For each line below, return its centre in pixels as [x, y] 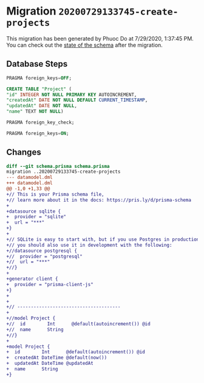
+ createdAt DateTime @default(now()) [57, 358]
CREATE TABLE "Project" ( [39, 89]
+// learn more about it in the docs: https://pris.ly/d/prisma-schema [99, 200]
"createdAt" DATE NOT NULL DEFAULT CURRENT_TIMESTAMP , [77, 100]
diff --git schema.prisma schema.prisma [58, 166]
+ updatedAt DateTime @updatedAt [50, 364]
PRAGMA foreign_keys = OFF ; [39, 78]
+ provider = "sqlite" [36, 217]
